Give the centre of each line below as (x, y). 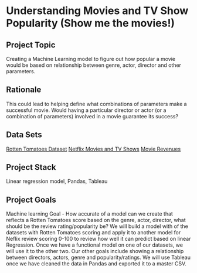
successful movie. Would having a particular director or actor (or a (86, 110)
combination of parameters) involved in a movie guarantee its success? (92, 116)
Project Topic (31, 45)
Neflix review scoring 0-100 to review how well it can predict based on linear (98, 239)
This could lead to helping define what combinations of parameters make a (96, 104)
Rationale (24, 90)
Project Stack (31, 167)
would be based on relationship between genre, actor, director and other (94, 65)
